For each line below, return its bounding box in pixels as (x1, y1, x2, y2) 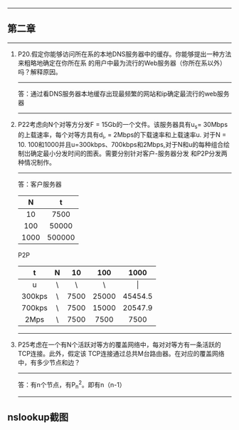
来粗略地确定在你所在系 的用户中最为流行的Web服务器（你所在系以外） (17, 58, 226, 67)
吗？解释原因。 (17, 67, 62, 76)
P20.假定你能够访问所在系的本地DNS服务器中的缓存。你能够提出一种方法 (17, 49, 232, 58)
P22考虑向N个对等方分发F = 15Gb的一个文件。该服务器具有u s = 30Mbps (17, 120, 228, 130)
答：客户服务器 (17, 180, 62, 189)
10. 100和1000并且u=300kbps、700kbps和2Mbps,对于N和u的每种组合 (17, 140, 224, 149)
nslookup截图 (7, 411, 69, 424)
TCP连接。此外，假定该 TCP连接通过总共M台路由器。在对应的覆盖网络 (17, 349, 225, 358)
